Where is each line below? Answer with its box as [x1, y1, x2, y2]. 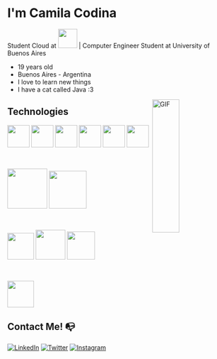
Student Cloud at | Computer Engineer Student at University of [7, 41, 210, 50]
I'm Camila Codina [7, 5, 117, 21]
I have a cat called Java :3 [17, 85, 94, 94]
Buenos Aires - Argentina [17, 70, 92, 79]
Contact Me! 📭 [7, 321, 76, 333]
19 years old [17, 62, 53, 71]
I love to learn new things [17, 77, 91, 86]
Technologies [7, 106, 69, 118]
